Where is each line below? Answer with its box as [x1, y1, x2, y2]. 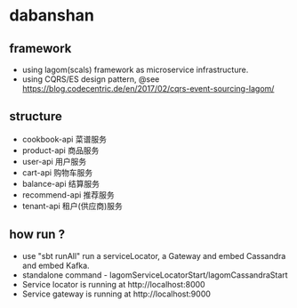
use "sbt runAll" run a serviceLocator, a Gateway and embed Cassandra [21, 250, 286, 261]
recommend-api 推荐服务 [21, 189, 116, 200]
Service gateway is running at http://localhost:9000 [21, 288, 212, 299]
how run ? [9, 227, 65, 242]
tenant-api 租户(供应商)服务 [21, 200, 123, 211]
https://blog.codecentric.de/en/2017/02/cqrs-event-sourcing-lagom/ [21, 84, 275, 93]
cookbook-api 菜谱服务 [21, 134, 107, 144]
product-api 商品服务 [21, 144, 100, 156]
